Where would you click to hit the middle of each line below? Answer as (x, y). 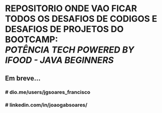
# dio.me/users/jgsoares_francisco (48, 92)
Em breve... (23, 78)
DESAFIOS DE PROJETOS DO (64, 29)
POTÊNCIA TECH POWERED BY (70, 50)
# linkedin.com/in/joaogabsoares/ (46, 105)
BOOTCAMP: (32, 40)
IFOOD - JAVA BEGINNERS (59, 60)
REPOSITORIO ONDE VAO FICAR (71, 9)
